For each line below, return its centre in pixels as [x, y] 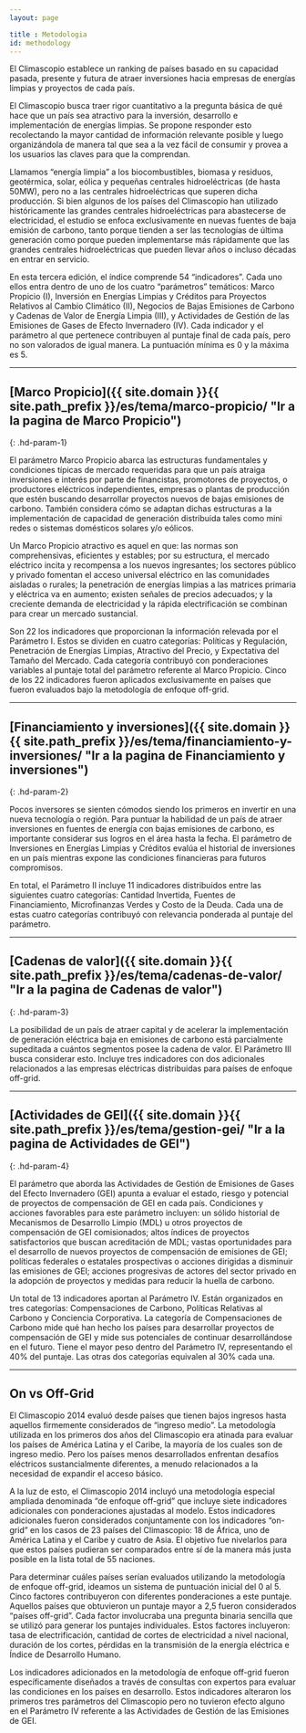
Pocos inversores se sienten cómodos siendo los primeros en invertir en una [153, 809]
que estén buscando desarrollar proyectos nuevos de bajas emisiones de [147, 499]
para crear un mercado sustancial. [74, 614]
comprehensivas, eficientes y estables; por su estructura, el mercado [140, 556]
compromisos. [36, 867]
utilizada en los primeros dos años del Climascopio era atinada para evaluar [152, 1435]
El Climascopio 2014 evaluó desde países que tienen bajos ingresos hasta [148, 1415]
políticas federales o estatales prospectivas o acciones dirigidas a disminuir [151, 1261]
